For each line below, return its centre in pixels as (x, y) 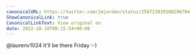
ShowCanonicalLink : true (37, 17)
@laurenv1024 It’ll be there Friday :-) (52, 45)
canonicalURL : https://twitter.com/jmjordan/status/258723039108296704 (98, 12)
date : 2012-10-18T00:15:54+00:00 (48, 28)
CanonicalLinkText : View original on (54, 23)
